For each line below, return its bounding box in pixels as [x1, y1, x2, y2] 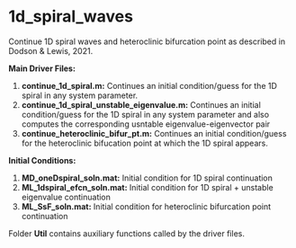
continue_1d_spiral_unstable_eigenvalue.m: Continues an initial [21, 99, 262, 110]
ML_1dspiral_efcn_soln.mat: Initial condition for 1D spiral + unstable [21, 182, 274, 192]
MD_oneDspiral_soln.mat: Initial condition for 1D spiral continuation [21, 173, 274, 183]
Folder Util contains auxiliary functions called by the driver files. [8, 227, 245, 239]
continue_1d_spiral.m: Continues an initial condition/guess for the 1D [21, 80, 278, 91]
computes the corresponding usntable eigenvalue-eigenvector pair [21, 119, 271, 129]
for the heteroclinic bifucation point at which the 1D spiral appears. [21, 137, 269, 148]
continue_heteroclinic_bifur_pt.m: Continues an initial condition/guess [21, 128, 287, 138]
